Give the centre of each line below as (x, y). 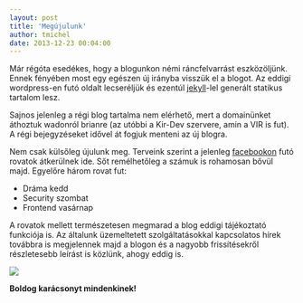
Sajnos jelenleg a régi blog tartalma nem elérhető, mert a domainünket (140, 115)
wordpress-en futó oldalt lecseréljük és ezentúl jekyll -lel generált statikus (146, 88)
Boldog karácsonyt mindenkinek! (73, 289)
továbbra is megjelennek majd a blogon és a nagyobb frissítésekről (134, 244)
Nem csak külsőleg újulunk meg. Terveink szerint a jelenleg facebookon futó (151, 152)
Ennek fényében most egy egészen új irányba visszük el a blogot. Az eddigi (150, 79)
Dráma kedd (45, 189)
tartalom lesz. (35, 98)
